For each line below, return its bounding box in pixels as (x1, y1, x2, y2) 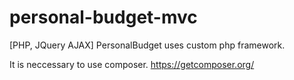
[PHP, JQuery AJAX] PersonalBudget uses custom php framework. (9, 39, 286, 51)
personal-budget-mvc (9, 6, 198, 29)
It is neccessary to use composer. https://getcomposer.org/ (9, 58, 255, 70)
